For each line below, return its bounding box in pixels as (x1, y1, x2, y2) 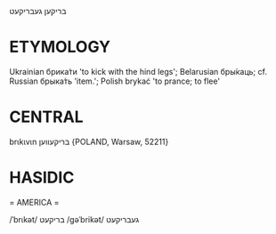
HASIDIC (9, 167, 75, 188)
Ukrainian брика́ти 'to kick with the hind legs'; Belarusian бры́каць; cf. (9, 66, 267, 77)
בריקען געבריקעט (9, 6, 67, 16)
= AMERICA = (9, 197, 60, 207)
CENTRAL (9, 107, 84, 127)
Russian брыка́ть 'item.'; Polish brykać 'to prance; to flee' (9, 76, 221, 86)
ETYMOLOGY (9, 37, 111, 57)
